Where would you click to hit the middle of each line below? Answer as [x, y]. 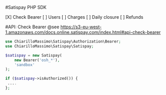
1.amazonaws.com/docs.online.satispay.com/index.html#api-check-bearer [83, 32]
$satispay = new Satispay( [34, 55]
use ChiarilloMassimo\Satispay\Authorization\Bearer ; [63, 41]
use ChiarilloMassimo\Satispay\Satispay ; [50, 46]
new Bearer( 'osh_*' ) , [37, 60]
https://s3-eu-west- [81, 27]
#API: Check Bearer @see [32, 27]
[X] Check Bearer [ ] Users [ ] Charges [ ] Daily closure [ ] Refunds [74, 17]
